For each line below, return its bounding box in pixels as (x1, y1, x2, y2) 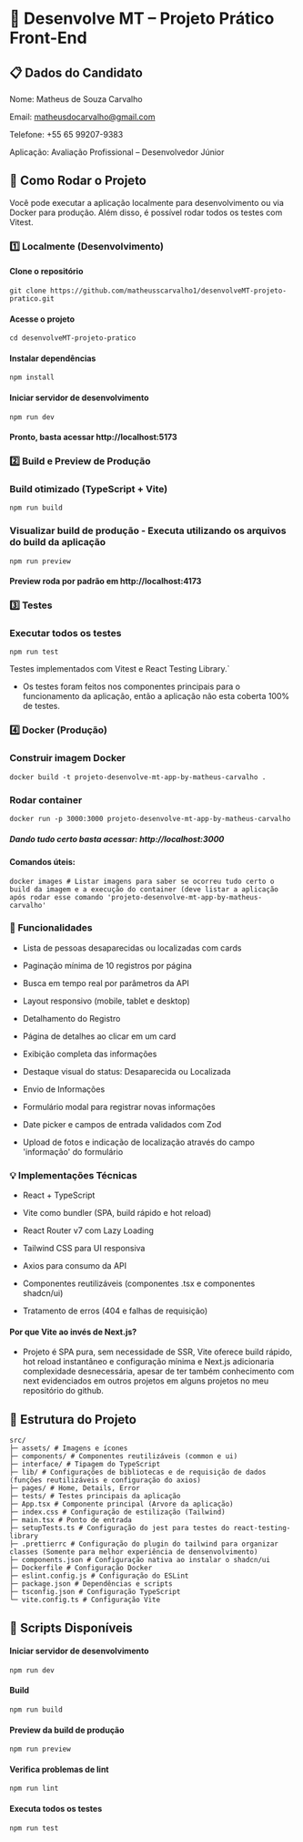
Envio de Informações (22, 1084, 106, 1095)
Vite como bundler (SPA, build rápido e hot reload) (22, 1208, 212, 1219)
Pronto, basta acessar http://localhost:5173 (9, 432, 177, 443)
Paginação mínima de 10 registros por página (22, 960, 193, 971)
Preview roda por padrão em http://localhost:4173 (9, 576, 202, 587)
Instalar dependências (9, 353, 96, 364)
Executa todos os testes (9, 1803, 103, 1814)
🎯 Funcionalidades (9, 921, 93, 934)
